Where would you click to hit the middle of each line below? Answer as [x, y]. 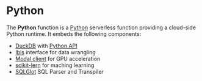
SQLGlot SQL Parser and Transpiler [59, 71]
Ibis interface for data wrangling [55, 52]
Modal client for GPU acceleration [58, 58]
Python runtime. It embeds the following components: [74, 33]
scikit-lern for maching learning [55, 65]
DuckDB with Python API [46, 46]
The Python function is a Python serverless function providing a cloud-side [101, 27]
